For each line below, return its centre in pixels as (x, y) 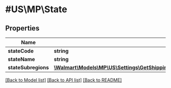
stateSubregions (28, 67)
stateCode (21, 51)
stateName (22, 59)
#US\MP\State (36, 9)
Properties (22, 28)
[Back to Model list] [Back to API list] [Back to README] (64, 80)
